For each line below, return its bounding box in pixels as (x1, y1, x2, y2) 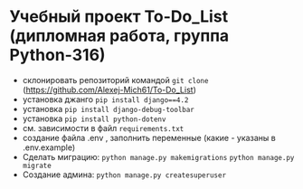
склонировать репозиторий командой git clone (22, 74, 209, 85)
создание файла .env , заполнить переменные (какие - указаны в (22, 132, 276, 143)
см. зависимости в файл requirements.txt (22, 122, 185, 133)
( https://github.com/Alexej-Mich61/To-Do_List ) (22, 84, 196, 95)
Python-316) (9, 45, 106, 65)
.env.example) (22, 142, 76, 153)
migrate (22, 161, 52, 170)
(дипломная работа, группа (9, 25, 230, 46)
